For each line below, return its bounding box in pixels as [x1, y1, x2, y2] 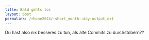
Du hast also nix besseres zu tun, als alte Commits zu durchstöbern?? [5, 30, 144, 36]
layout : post [5, 12, 32, 17]
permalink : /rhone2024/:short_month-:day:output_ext [5, 16, 114, 21]
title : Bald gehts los [5, 7, 51, 12]
